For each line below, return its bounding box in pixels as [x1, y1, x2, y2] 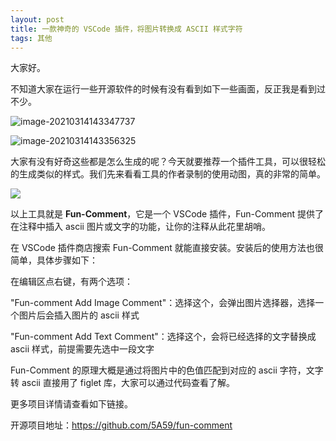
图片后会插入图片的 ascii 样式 [18, 309, 140, 321]
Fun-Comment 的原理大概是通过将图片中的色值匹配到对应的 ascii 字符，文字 [10, 364, 324, 376]
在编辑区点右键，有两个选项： [10, 276, 133, 288]
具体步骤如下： [36, 254, 98, 266]
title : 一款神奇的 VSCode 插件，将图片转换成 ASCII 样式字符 [10, 24, 243, 34]
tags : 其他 [10, 33, 53, 43]
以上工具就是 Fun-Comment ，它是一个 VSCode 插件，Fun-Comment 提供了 [10, 208, 325, 220]
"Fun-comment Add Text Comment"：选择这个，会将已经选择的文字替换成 [10, 331, 317, 343]
